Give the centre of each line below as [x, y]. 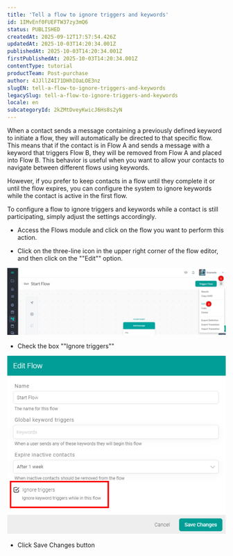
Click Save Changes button [56, 545]
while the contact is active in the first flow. [67, 196]
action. [27, 237]
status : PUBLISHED [34, 29]
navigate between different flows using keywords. [79, 167]
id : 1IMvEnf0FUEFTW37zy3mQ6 [48, 22]
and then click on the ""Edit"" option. [70, 258]
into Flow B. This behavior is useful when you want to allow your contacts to [116, 160]
